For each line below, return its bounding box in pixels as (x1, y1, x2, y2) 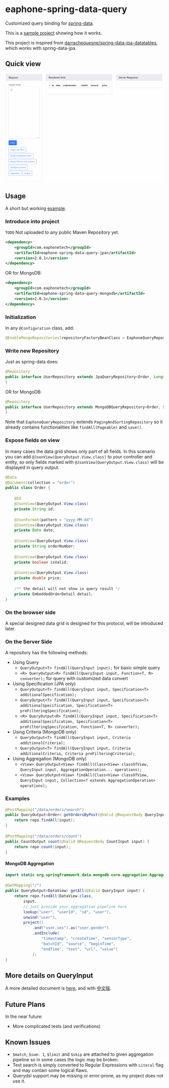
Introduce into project (5, 218, 59, 225)
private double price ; (14, 576, 62, 581)
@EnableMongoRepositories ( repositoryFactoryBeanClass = (5, 335, 125, 341)
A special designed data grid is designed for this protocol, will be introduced (5, 620, 163, 626)
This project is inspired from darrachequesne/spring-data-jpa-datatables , (5, 39, 158, 46)
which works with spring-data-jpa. (5, 45, 77, 51)
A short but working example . (5, 205, 66, 211)
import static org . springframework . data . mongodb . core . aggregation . (5, 872, 150, 877)
